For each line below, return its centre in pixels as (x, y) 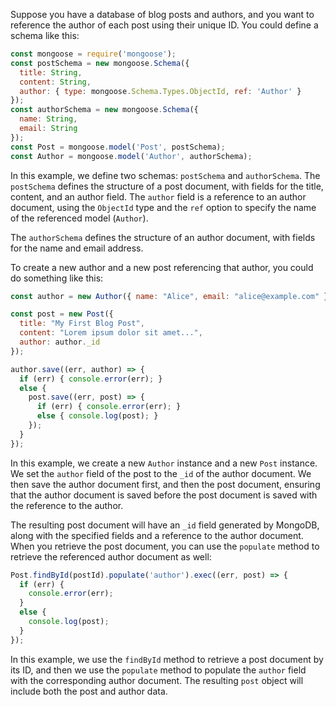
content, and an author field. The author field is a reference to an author (158, 196)
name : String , (48, 119)
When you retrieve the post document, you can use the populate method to (165, 546)
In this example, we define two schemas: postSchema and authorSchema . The (165, 175)
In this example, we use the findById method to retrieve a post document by (167, 659)
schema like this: (45, 35)
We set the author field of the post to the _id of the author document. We (161, 473)
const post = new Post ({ (62, 314)
